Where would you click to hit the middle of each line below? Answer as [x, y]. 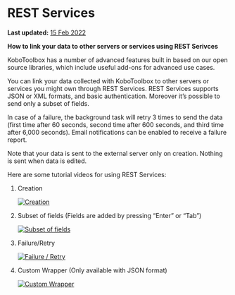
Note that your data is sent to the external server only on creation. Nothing [115, 153]
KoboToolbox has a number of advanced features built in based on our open [118, 60]
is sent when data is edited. [47, 161]
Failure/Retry [36, 243]
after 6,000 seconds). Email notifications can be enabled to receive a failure [117, 132]
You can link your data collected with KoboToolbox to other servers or [108, 81]
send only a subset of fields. [49, 103]
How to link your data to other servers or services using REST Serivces [113, 46]
